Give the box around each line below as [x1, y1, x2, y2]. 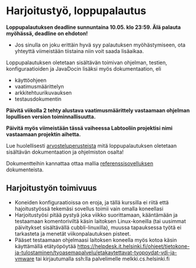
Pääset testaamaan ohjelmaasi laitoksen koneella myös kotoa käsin [14, 236, 177, 243]
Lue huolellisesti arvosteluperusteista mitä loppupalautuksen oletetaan [6, 142, 177, 149]
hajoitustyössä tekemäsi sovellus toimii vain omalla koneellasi [14, 205, 164, 212]
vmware [14, 255, 35, 262]
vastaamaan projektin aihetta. [6, 131, 81, 138]
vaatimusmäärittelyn [14, 82, 64, 90]
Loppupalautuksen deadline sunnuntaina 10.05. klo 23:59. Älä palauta [6, 24, 181, 31]
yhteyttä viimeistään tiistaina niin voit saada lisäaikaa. [14, 47, 144, 54]
